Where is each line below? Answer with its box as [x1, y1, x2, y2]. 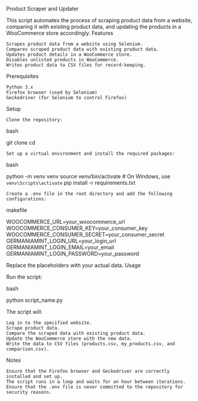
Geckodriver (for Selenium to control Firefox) [6, 95, 127, 101]
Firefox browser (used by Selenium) [6, 89, 98, 95]
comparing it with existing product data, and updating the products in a [6, 23, 181, 30]
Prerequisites [6, 73, 39, 80]
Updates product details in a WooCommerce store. [6, 52, 133, 58]
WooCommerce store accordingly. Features [6, 29, 114, 37]
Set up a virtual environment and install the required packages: [6, 151, 175, 157]
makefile [6, 207, 28, 214]
